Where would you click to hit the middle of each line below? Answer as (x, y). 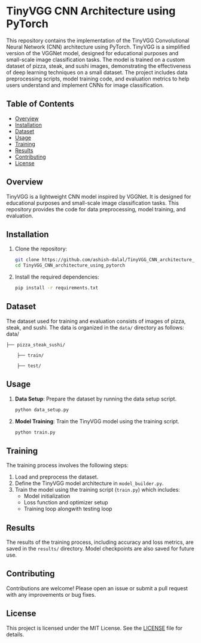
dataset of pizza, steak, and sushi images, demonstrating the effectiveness (99, 66)
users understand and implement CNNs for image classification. (85, 85)
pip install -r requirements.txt (57, 288)
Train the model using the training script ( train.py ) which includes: (98, 490)
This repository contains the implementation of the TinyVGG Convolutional (98, 40)
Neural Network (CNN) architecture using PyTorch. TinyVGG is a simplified (98, 47)
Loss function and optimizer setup (66, 503)
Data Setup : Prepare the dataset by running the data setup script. (96, 399)
